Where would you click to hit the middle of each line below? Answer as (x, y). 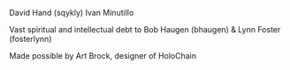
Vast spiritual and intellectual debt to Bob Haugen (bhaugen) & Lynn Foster (145, 29)
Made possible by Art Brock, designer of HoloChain (103, 56)
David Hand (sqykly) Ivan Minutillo (72, 13)
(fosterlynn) (31, 39)
